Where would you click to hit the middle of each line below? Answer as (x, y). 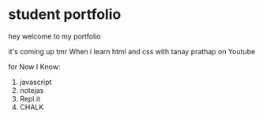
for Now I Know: (34, 66)
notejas (32, 90)
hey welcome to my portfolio (54, 36)
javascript (36, 82)
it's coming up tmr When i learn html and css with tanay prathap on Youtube (132, 51)
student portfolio (65, 15)
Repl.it (30, 98)
